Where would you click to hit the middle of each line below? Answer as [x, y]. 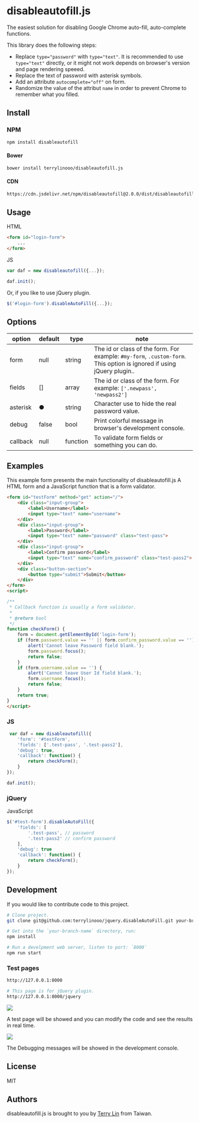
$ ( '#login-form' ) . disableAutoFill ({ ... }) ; [60, 303]
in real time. [21, 1025]
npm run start [24, 953]
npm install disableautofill [43, 142]
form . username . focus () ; [57, 679]
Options [22, 322]
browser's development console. [139, 428]
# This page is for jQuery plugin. [50, 991]
